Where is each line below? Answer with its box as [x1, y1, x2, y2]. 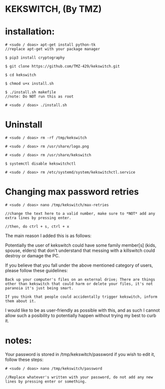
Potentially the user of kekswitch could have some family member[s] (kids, [5, 243, 157, 248]
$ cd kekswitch [5, 72, 36, 77]
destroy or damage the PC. [5, 253, 60, 258]
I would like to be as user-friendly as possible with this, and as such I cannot [5, 307, 160, 313]
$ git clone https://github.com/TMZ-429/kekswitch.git [5, 64, 120, 69]
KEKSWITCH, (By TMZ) [5, 3, 102, 15]
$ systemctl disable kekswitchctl [5, 161, 76, 166]
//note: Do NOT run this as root [5, 94, 74, 99]
